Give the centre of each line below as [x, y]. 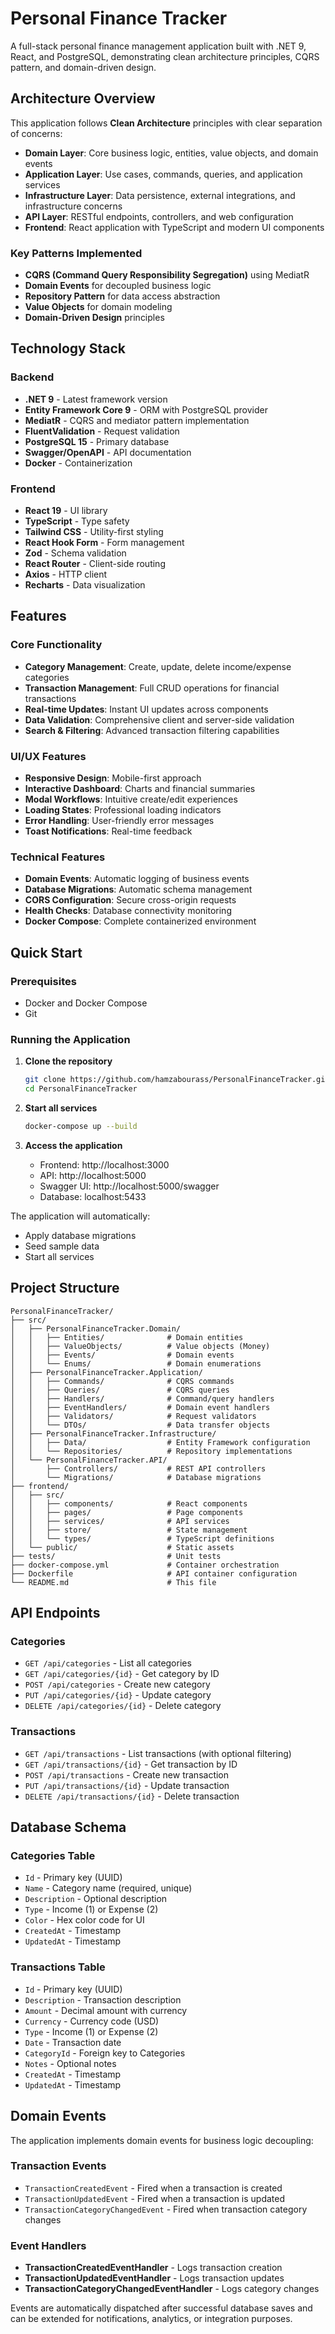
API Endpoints [55, 1613]
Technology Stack [68, 348]
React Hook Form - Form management [104, 543]
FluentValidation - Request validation [102, 431]
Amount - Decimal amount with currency [106, 2010]
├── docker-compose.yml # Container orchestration [145, 1565]
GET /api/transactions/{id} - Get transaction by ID [131, 1764]
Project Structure [65, 1288]
